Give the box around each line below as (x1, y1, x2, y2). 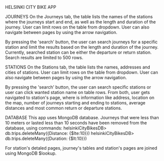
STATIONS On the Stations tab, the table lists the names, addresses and (5, 64, 151, 70)
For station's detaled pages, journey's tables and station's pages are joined (5, 145, 157, 151)
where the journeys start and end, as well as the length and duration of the (5, 19, 156, 25)
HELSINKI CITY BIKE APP (5, 4, 56, 10)
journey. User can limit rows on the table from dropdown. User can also (5, 24, 150, 30)
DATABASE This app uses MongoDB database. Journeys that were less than (5, 115, 159, 120)
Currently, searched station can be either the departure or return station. (5, 49, 152, 55)
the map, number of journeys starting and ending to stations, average (5, 100, 146, 105)
